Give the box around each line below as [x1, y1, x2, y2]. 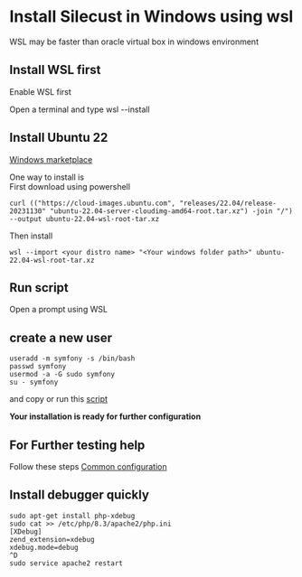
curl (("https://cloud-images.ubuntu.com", [9, 199, 176, 208]
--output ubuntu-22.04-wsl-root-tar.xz [9, 214, 160, 223]
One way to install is [9, 172, 84, 182]
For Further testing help [9, 437, 146, 452]
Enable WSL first [9, 86, 72, 97]
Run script [9, 280, 70, 295]
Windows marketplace [9, 154, 93, 164]
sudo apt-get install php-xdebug [9, 511, 136, 520]
